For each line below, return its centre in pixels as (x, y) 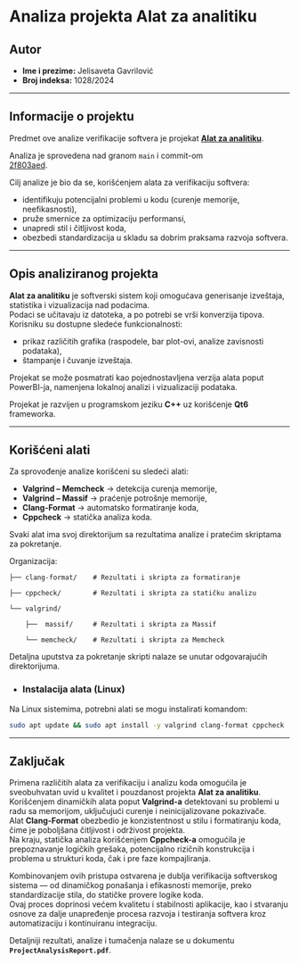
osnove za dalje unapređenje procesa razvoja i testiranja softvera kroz (138, 914)
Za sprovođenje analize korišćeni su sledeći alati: (99, 471)
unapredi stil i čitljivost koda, (74, 228)
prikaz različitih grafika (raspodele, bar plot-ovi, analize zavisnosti (143, 341)
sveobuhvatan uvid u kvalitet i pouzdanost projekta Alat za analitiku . (135, 793)
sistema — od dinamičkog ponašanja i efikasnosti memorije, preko (130, 885)
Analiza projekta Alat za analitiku (133, 17)
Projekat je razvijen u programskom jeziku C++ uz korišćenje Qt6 (129, 404)
